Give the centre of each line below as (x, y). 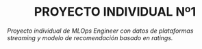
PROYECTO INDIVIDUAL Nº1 (115, 12)
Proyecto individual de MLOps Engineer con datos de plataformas (100, 31)
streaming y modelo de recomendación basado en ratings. (90, 37)
